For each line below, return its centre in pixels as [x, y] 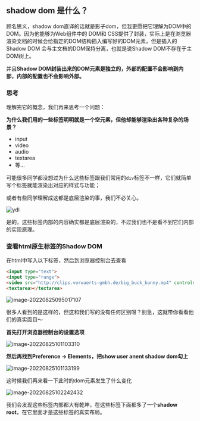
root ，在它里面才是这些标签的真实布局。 [56, 412]
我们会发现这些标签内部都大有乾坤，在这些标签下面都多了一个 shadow [92, 404]
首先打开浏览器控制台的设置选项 [45, 332]
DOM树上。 [20, 56]
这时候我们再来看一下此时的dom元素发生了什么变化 [69, 381]
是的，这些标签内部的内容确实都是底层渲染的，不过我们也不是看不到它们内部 [100, 222]
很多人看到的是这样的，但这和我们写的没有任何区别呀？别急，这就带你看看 [97, 312]
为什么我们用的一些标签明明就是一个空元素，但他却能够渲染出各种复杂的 [95, 120]
